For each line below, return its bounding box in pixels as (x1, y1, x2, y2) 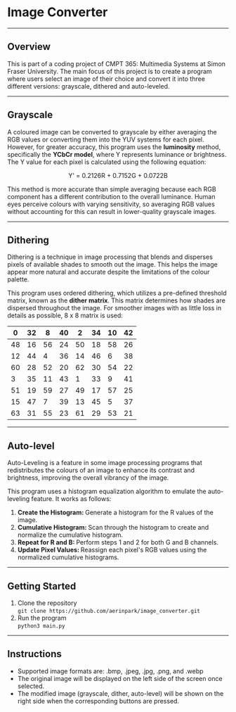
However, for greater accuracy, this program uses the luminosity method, (7, 142, 221, 151)
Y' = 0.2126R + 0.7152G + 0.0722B (67, 171, 169, 179)
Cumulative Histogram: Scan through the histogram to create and (17, 523, 209, 532)
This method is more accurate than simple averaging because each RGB (7, 184, 216, 193)
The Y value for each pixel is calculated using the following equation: (7, 158, 206, 166)
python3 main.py (17, 623, 65, 630)
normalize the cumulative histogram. (17, 530, 124, 539)
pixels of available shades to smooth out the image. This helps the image (7, 260, 218, 269)
